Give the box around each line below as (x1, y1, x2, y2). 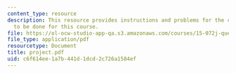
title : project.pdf (7, 49, 65, 56)
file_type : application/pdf (7, 36, 90, 43)
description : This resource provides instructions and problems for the (7, 17, 225, 24)
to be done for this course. (13, 23, 99, 30)
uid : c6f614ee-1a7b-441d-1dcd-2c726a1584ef (7, 56, 137, 63)
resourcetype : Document (7, 42, 77, 49)
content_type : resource (7, 10, 77, 17)
